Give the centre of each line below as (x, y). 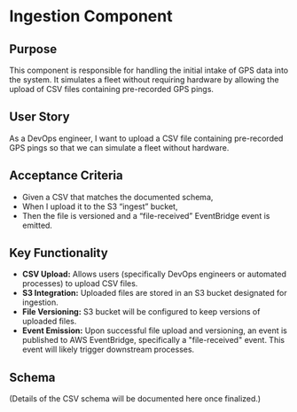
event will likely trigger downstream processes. (108, 350)
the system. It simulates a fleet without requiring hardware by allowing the (144, 80)
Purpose (33, 49)
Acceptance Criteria (66, 176)
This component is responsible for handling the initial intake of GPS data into (149, 70)
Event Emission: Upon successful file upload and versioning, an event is (155, 330)
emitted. (37, 225)
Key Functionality (59, 253)
